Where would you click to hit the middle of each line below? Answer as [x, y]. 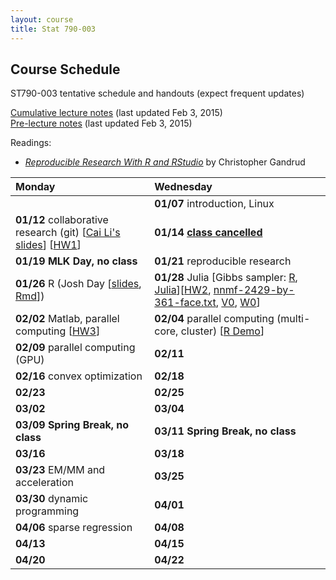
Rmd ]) [30, 296]
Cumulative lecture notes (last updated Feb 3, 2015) [116, 113]
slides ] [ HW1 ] [48, 245]
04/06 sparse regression [74, 528]
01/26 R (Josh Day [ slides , [78, 284]
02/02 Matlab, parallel [67, 319]
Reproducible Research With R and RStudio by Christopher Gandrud [165, 162]
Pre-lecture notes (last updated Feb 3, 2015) [101, 123]
